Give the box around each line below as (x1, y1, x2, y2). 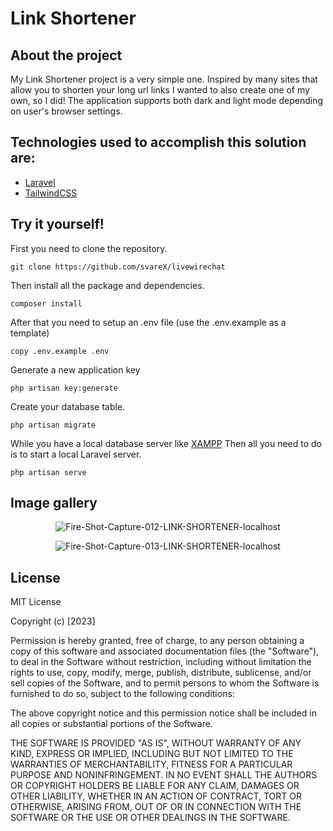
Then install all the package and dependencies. (10, 279, 205, 291)
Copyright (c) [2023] (10, 615, 96, 627)
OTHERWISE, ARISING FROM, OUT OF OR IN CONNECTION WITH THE (10, 801, 302, 813)
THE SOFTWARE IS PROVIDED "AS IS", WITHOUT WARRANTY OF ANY (10, 737, 302, 749)
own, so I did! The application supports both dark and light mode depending (10, 95, 324, 106)
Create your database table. (10, 400, 126, 412)
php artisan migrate (10, 420, 97, 430)
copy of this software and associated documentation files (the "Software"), (10, 645, 320, 657)
